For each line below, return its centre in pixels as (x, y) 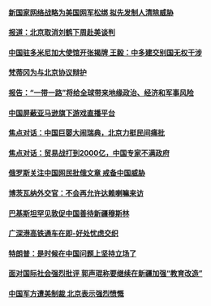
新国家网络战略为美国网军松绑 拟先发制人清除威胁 (91, 12)
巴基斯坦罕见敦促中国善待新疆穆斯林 (69, 213)
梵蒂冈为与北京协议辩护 (47, 72)
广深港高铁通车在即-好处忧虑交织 (64, 233)
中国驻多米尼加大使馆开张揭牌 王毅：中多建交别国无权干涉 (105, 52)
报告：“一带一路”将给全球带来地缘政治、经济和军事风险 (101, 93)
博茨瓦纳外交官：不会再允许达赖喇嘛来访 (76, 193)
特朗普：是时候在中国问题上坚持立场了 (72, 253)
